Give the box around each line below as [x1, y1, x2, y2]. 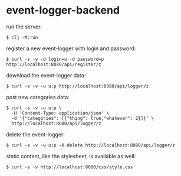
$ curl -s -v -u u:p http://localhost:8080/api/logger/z [6, 83, 149, 89]
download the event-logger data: [6, 71, 86, 79]
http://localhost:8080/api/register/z [6, 61, 101, 67]
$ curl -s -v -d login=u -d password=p [6, 56, 104, 62]
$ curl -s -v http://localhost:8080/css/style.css [6, 164, 133, 170]
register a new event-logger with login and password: [6, 45, 136, 52]
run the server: [6, 23, 42, 30]
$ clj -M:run [6, 34, 38, 40]
